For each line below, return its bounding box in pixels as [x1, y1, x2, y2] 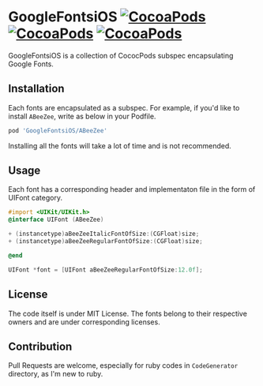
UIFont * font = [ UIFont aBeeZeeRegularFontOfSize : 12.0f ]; [8, 265, 203, 274]
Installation [8, 82, 65, 96]
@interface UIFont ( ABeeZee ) [8, 215, 104, 224]
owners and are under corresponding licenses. [8, 317, 160, 327]
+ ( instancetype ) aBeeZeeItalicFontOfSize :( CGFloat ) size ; [8, 230, 200, 238]
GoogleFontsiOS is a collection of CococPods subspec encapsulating [8, 51, 234, 60]
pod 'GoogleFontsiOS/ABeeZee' [8, 126, 108, 134]
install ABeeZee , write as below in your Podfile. [8, 111, 156, 121]
